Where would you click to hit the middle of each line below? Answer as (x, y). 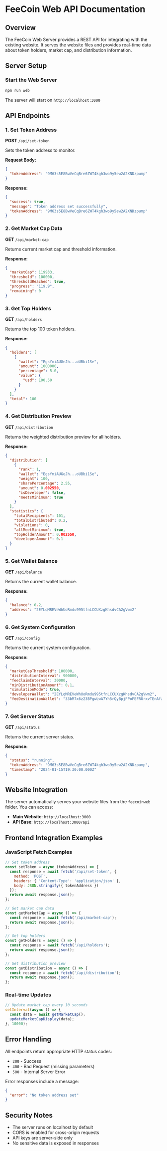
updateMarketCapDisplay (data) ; (42, 1019)
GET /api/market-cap (27, 239)
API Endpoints (28, 115)
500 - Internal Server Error (39, 1072)
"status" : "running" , (32, 760)
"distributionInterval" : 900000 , (44, 676)
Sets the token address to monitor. (40, 150)
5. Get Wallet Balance (32, 561)
